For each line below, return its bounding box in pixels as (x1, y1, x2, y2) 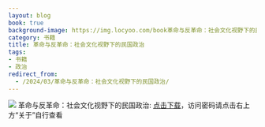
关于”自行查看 (18, 110, 63, 119)
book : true (8, 19, 44, 27)
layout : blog (8, 11, 51, 20)
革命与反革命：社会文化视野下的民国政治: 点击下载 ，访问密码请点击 (17, 100, 237, 110)
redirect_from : (8, 70, 58, 78)
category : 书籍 (8, 33, 56, 42)
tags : (8, 48, 26, 56)
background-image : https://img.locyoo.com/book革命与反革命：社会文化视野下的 (8, 26, 256, 34)
